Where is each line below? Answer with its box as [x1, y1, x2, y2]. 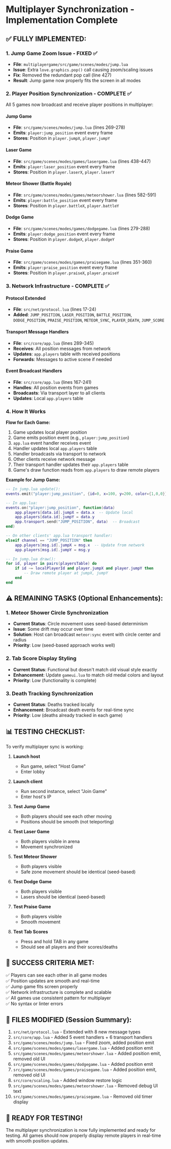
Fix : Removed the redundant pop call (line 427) [13, 72, 112, 78]
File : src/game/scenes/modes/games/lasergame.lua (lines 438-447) [13, 158, 151, 164]
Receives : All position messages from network [13, 345, 111, 351]
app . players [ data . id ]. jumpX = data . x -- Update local [15, 510, 133, 515]
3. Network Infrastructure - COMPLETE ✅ [6, 282, 110, 290]
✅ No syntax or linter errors [6, 1000, 63, 1007]
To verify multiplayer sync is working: [6, 743, 84, 749]
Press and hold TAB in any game [20, 938, 89, 944]
